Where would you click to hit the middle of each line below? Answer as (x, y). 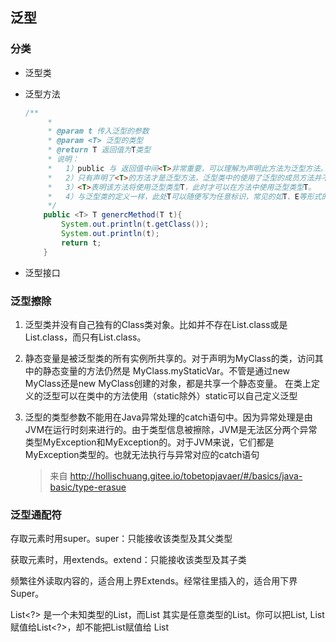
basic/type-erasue (88, 487)
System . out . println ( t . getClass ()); (135, 224)
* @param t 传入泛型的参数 (98, 131)
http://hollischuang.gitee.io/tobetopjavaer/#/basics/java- (186, 475)
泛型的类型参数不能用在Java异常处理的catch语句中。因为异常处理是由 (168, 417)
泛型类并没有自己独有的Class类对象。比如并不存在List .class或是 (156, 324)
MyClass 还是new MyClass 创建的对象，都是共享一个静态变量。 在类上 (168, 383)
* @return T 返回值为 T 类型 (99, 150)
